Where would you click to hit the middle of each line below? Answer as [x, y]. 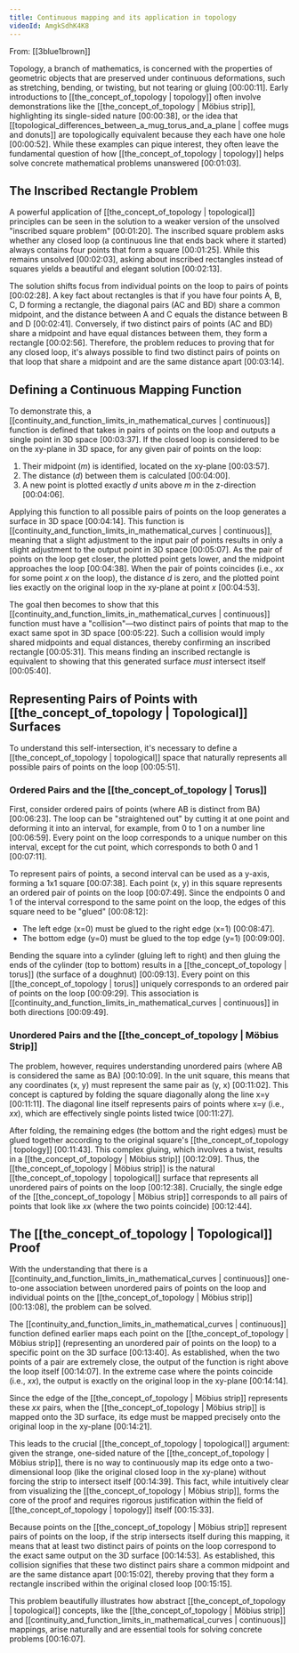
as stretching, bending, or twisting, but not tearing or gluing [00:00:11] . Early [149, 87]
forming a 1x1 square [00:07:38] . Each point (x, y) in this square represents [146, 883]
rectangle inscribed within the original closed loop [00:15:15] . [121, 1584]
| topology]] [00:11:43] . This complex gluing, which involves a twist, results [146, 1149]
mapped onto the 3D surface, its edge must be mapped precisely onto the [145, 1417]
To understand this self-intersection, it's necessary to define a [123, 747]
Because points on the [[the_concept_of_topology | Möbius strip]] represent [148, 1528]
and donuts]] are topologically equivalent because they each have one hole [147, 134]
